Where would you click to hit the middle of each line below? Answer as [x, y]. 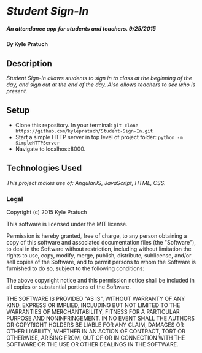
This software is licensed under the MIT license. [67, 224]
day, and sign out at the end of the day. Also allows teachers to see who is [101, 85]
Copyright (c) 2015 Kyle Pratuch [47, 212]
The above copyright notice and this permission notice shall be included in [100, 280]
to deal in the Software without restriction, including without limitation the [99, 249]
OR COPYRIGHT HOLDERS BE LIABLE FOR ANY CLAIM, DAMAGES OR [95, 325]
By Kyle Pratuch [27, 44]
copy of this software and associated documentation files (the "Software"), [101, 242]
